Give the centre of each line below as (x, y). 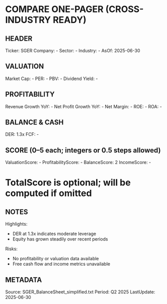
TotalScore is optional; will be (68, 183)
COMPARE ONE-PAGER (55, 9)
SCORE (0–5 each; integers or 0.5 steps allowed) (83, 150)
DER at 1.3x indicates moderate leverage (54, 234)
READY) (69, 20)
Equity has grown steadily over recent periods (60, 239)
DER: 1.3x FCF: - (22, 134)
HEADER (19, 39)
